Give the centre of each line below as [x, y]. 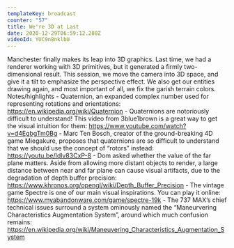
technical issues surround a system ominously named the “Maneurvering [112, 208]
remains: [20, 222]
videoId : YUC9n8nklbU [39, 40]
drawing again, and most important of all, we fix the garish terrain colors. [111, 89]
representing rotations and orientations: [64, 104]
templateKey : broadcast [42, 14]
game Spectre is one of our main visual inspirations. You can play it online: [114, 193]
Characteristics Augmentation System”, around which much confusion [108, 215]
